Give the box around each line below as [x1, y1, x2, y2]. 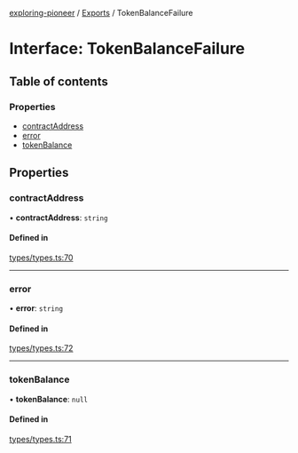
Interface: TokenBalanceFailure [9, 39, 246, 59]
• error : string [9, 303, 64, 314]
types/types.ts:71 [9, 433, 73, 444]
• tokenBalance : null [9, 393, 89, 404]
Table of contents [9, 74, 108, 89]
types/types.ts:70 [9, 252, 74, 263]
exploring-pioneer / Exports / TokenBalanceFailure [9, 8, 193, 18]
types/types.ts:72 [9, 343, 74, 354]
